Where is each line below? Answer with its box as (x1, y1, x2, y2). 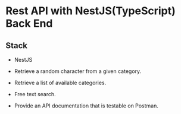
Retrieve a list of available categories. (14, 79, 107, 86)
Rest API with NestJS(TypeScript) (5, 4, 176, 18)
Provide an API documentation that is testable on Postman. (14, 102, 159, 109)
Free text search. (14, 91, 56, 97)
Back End (5, 17, 53, 30)
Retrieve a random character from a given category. (14, 68, 142, 75)
